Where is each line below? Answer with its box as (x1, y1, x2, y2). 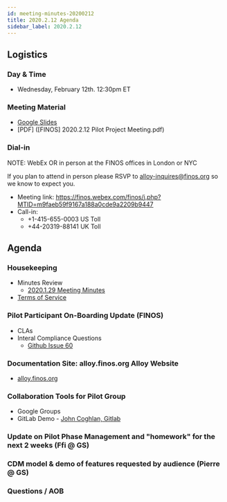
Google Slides (17, 118, 57, 127)
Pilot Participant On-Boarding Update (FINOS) (7, 311, 164, 321)
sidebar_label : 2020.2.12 (7, 23, 82, 30)
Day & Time (7, 69, 46, 79)
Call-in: (17, 207, 38, 215)
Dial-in (7, 143, 30, 152)
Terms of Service (17, 294, 67, 302)
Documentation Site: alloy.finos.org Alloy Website (7, 358, 179, 368)
